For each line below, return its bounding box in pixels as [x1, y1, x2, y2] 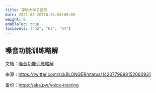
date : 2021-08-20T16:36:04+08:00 [5, 12, 75, 17]
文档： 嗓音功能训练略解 [5, 60, 54, 66]
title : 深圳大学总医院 [5, 7, 48, 13]
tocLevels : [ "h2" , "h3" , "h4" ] [5, 26, 71, 31]
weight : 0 [5, 17, 26, 22]
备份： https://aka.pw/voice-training [5, 82, 79, 88]
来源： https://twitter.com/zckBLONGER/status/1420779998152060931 [5, 71, 151, 77]
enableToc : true [5, 21, 39, 27]
